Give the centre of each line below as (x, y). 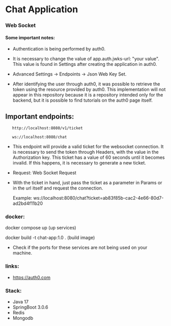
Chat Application (42, 9)
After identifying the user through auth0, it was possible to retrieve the (86, 84)
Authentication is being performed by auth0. (59, 49)
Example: (22, 198)
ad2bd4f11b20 (28, 203)
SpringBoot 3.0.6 (30, 307)
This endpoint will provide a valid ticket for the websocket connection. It (88, 147)
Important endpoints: (40, 116)
